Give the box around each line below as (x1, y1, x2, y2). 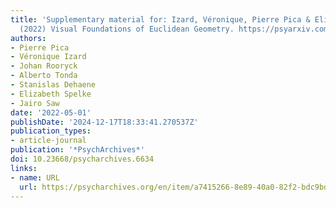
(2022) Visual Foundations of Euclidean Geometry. (19, 24, 235, 34)
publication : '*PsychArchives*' (10, 145, 145, 155)
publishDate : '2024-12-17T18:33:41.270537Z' (10, 117, 199, 127)
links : (10, 163, 38, 173)
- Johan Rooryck (10, 61, 78, 71)
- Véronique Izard (10, 52, 87, 62)
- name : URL (10, 172, 60, 183)
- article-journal (10, 136, 87, 146)
